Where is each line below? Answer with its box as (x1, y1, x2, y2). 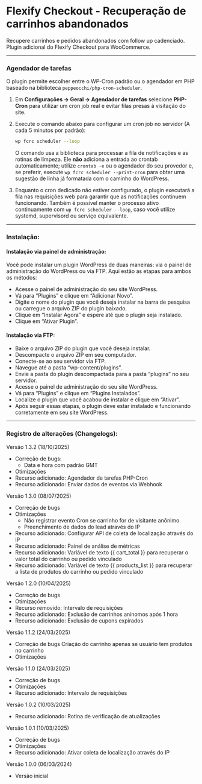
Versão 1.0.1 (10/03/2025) (6, 724, 69, 732)
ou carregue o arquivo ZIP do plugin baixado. (14, 305, 127, 312)
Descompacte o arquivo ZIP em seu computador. (14, 351, 136, 359)
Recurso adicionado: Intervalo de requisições (14, 689, 127, 697)
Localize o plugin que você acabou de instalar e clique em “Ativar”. (14, 396, 180, 403)
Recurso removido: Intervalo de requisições (14, 604, 123, 611)
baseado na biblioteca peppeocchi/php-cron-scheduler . (6, 84, 142, 92)
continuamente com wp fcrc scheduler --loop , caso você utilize (14, 206, 176, 213)
